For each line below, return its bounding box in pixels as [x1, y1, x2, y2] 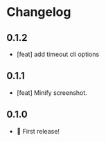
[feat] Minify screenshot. [16, 88, 87, 97]
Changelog [6, 4, 71, 20]
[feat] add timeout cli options [16, 50, 100, 58]
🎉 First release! [16, 127, 60, 135]
